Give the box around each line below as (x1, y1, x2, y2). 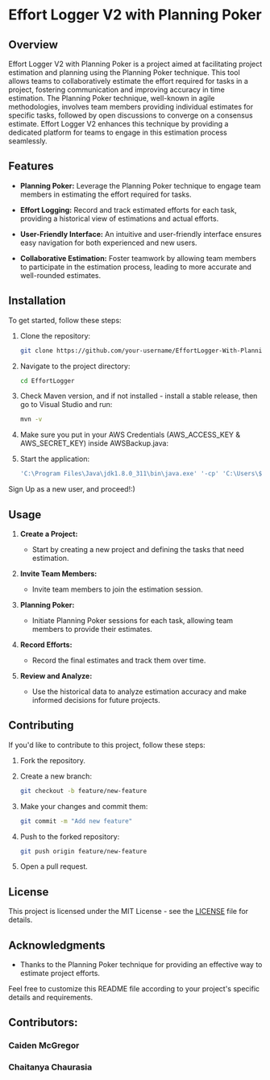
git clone (19, 347, 54, 355)
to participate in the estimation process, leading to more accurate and (19, 262, 252, 272)
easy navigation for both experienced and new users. (19, 238, 197, 247)
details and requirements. (8, 993, 93, 1002)
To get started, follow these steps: (8, 315, 123, 325)
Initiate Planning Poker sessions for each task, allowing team (31, 615, 234, 625)
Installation (8, 294, 66, 308)
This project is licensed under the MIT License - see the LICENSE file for (8, 907, 248, 916)
